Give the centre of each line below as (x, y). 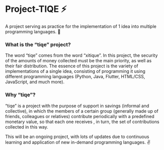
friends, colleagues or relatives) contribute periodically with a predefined (80, 116)
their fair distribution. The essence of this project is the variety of (72, 66)
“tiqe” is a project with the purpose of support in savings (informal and (77, 106)
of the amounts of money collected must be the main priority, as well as (78, 61)
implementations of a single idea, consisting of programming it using (75, 71)
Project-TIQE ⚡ (36, 9)
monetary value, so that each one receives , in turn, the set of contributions (82, 122)
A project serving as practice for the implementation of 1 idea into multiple (81, 26)
